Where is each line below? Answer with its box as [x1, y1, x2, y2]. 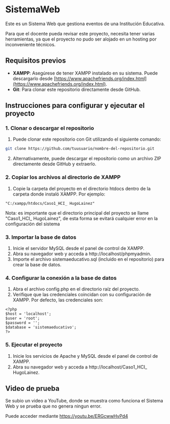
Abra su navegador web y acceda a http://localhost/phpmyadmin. [12, 250, 152, 257]
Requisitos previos [5, 56, 66, 65]
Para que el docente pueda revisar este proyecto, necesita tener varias [5, 30, 155, 36]
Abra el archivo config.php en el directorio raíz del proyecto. [12, 286, 140, 292]
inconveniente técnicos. [5, 41, 56, 47]
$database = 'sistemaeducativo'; [5, 325, 77, 330]
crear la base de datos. [12, 261, 61, 267]
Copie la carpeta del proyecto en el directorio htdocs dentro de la [12, 185, 151, 191]
